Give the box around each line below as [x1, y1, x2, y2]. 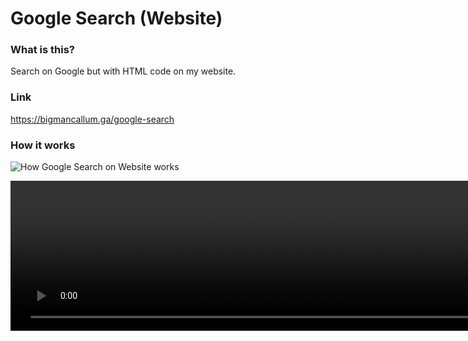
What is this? [10, 43, 75, 57]
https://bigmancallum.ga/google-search [10, 113, 175, 125]
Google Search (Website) [10, 7, 223, 30]
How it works [10, 138, 76, 152]
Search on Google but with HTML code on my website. [10, 65, 237, 77]
